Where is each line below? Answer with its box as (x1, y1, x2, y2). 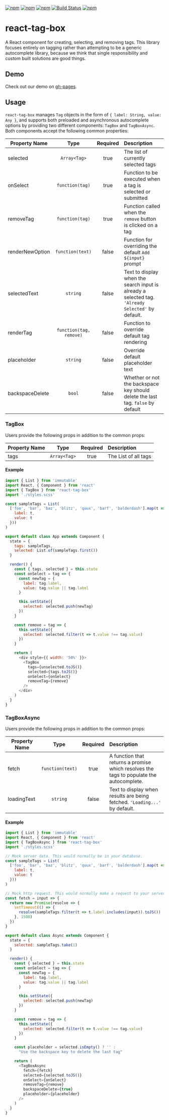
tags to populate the (109, 771, 157, 779)
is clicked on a (124, 222, 158, 229)
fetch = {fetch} (23, 1068, 53, 1073)
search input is (124, 281, 159, 288)
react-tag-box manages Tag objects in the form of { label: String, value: (5, 111, 162, 117)
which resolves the (109, 765, 154, 772)
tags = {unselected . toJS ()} (27, 664, 82, 670)
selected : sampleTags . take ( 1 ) (14, 942, 78, 947)
